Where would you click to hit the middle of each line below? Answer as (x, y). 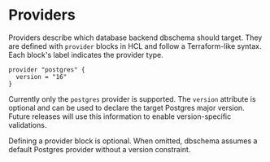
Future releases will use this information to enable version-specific (120, 116)
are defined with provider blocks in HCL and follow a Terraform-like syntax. (135, 46)
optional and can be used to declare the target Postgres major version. (127, 107)
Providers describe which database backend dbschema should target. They (135, 37)
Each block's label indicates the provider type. (86, 55)
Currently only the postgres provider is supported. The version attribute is (132, 99)
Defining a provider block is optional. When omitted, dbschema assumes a (133, 141)
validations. (28, 125)
